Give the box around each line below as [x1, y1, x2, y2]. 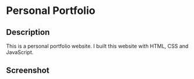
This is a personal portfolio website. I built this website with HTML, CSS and [6, 42, 189, 49]
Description [6, 27, 50, 37]
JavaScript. [6, 49, 34, 56]
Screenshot [6, 66, 50, 76]
